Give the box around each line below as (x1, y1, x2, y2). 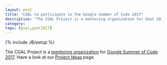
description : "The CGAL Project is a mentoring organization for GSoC (5, 16, 155, 21)
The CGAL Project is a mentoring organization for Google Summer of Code (5, 49, 158, 55)
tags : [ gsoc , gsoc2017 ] (5, 26, 52, 31)
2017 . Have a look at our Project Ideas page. (5, 54, 95, 60)
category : (5, 21, 26, 26)
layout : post (5, 7, 32, 12)
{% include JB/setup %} (5, 39, 55, 45)
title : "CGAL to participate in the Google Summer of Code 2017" (5, 12, 143, 17)
